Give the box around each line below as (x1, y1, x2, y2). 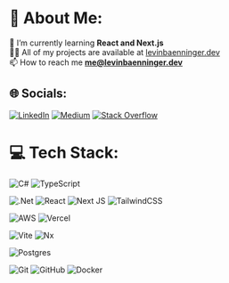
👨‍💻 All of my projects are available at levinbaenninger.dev (9, 46, 221, 57)
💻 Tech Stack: (9, 142, 119, 163)
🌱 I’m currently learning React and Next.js (9, 37, 164, 48)
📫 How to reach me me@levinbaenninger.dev (9, 57, 184, 68)
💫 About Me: (9, 8, 103, 28)
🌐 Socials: (9, 86, 68, 101)
